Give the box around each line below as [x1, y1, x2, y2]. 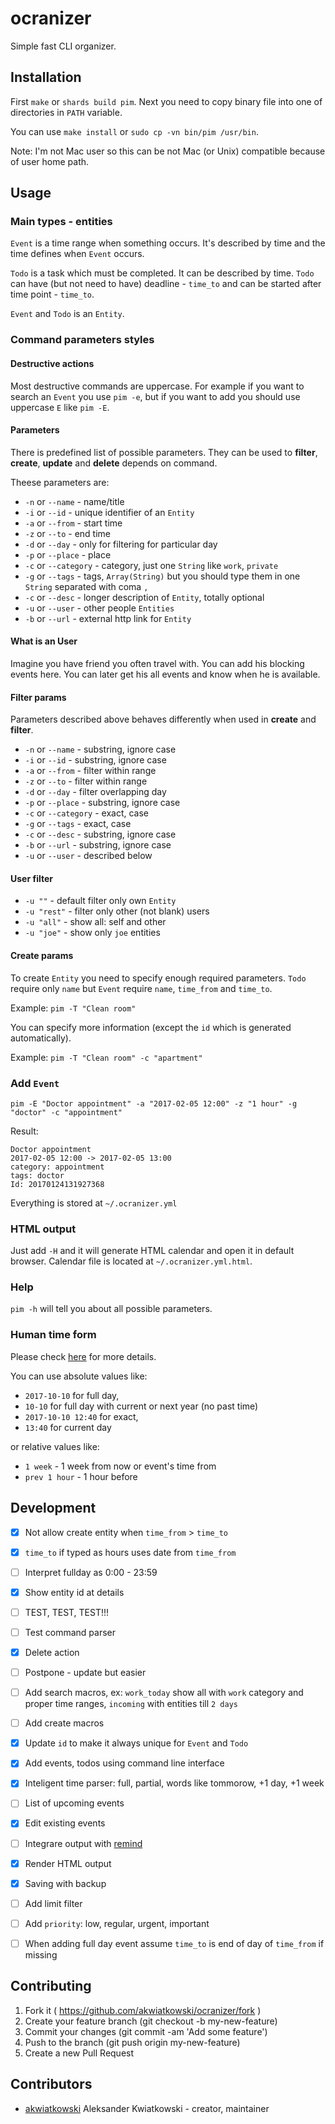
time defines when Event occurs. [10, 248, 145, 260]
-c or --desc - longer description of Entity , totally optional [24, 591, 265, 603]
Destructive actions [10, 357, 95, 369]
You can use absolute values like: [10, 1370, 148, 1382]
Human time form [10, 1328, 97, 1342]
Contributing [10, 1978, 92, 1995]
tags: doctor [10, 1170, 65, 1181]
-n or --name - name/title [24, 495, 125, 507]
